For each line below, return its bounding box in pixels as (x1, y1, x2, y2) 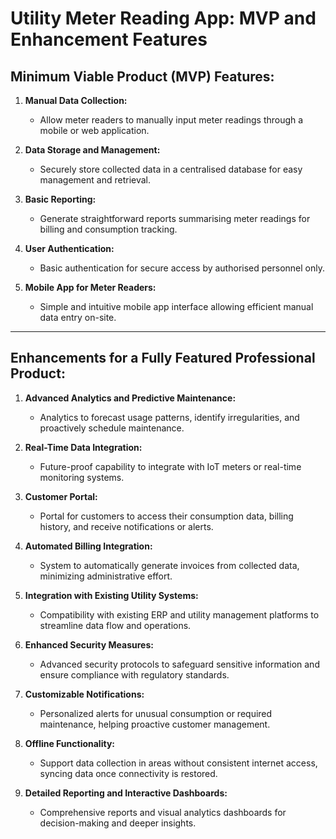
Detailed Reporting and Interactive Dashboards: (24, 787, 228, 799)
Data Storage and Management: (24, 144, 161, 156)
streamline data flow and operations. (39, 619, 192, 631)
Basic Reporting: (24, 193, 97, 205)
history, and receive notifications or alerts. (39, 520, 214, 532)
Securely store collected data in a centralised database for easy (39, 163, 303, 175)
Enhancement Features (10, 28, 208, 51)
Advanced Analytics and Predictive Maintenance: (24, 392, 237, 404)
